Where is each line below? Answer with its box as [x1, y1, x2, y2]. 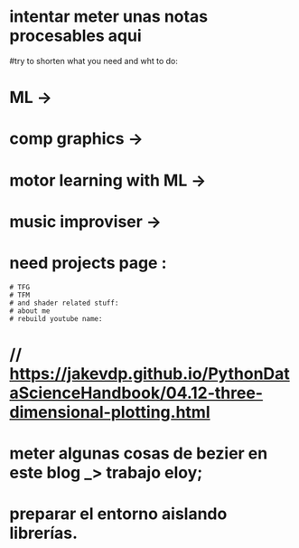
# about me [9, 306, 51, 316]
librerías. [9, 523, 79, 543]
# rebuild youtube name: [9, 314, 103, 323]
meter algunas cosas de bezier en [9, 443, 268, 463]
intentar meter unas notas [9, 6, 209, 27]
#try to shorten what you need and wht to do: [9, 55, 178, 66]
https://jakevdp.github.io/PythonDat [9, 364, 291, 383]
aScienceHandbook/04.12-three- [9, 383, 264, 403]
